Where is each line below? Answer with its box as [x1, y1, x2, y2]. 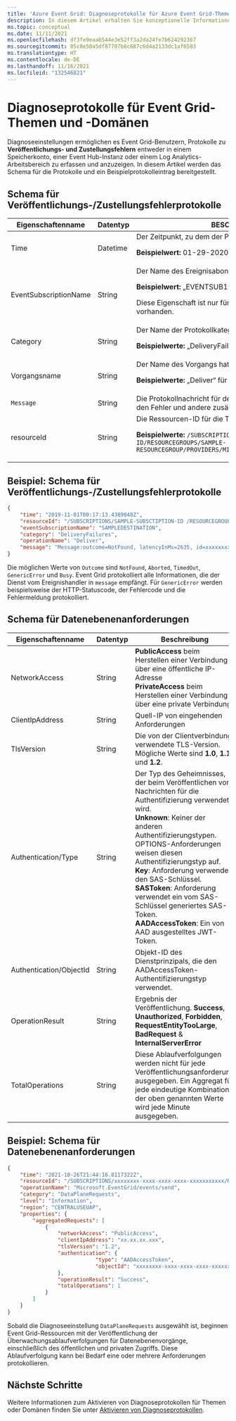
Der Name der [136, 325, 183, 335]
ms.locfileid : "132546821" [7, 69, 86, 76]
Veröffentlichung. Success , [134, 1003, 225, 1013]
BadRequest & [134, 1029, 183, 1039]
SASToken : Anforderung [134, 883, 216, 893]
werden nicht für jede [134, 1058, 206, 1068]
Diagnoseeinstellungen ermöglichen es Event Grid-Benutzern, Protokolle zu [7, 138, 226, 146]
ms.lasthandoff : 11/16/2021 [7, 63, 90, 70]
